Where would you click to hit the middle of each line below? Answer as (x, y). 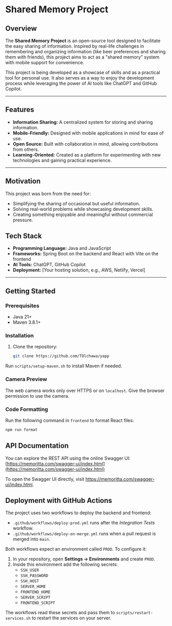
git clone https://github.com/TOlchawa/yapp (61, 356)
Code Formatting (27, 409)
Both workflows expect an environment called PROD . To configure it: (76, 549)
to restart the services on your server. (71, 618)
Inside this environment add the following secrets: (65, 564)
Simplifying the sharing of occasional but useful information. (76, 203)
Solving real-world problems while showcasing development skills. (83, 209)
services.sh (18, 619)
